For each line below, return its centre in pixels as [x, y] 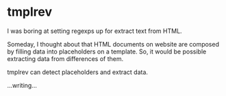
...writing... [22, 85]
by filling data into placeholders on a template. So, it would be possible [107, 51]
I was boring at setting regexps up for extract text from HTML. [95, 31]
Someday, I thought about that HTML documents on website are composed [113, 44]
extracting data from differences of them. [65, 58]
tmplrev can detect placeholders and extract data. [78, 72]
